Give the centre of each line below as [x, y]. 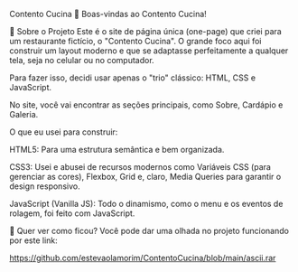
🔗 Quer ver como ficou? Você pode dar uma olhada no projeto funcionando [149, 231]
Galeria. [24, 114]
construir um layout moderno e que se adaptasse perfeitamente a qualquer [149, 51]
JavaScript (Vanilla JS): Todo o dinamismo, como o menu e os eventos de [146, 204]
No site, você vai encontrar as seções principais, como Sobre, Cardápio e [146, 105]
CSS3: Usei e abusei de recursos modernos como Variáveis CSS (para [140, 167]
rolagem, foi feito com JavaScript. [72, 213]
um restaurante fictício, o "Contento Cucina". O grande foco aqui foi [135, 41]
